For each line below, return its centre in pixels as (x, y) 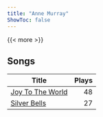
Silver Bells (28, 103)
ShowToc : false (29, 20)
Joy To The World (39, 92)
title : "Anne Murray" (38, 13)
